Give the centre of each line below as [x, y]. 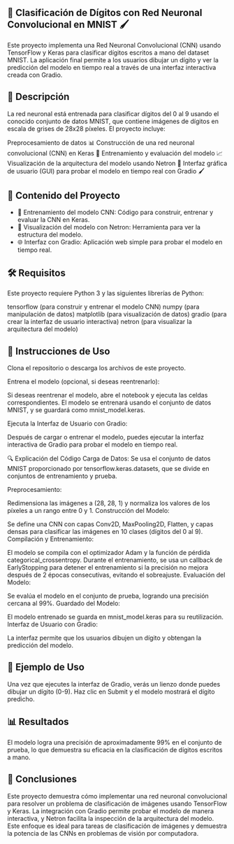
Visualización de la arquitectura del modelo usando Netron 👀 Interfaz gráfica [117, 163]
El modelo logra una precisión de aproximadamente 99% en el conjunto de [115, 742]
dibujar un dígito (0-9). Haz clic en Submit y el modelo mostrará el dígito [111, 691]
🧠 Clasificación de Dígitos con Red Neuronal [105, 13]
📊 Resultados [38, 722]
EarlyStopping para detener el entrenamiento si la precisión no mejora [108, 568]
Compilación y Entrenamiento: [51, 539]
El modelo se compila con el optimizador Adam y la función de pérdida [109, 553]
